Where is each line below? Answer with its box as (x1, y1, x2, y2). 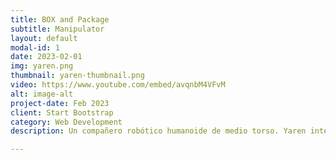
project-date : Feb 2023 (10, 98, 110, 108)
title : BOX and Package (10, 14, 110, 25)
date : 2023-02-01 (10, 52, 83, 62)
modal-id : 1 (10, 42, 60, 53)
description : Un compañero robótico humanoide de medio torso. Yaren (10, 126, 307, 136)
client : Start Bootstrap (10, 107, 114, 118)
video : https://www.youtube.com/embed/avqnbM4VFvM (10, 80, 226, 90)
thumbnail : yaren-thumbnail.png (10, 71, 145, 81)
